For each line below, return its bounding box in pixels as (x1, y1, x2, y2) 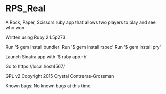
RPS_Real (5, 3, 46, 14)
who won (5, 24, 24, 30)
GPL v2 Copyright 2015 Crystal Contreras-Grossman (5, 73, 114, 79)
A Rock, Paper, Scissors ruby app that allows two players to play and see (5, 19, 156, 25)
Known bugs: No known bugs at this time (5, 83, 91, 89)
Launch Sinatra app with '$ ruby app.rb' (5, 53, 88, 60)
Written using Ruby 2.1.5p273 (5, 34, 66, 40)
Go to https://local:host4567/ (5, 63, 65, 69)
